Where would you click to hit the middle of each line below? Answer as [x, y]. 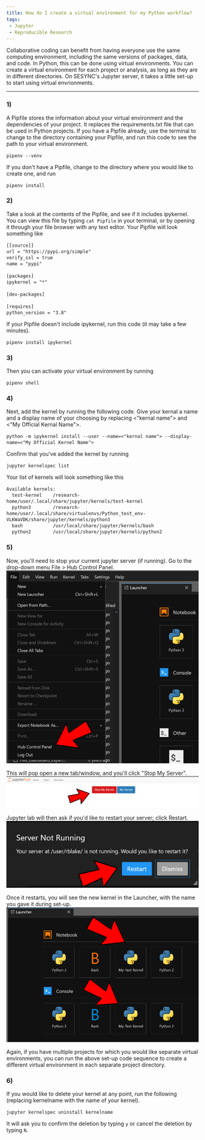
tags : [13, 19]
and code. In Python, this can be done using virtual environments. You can [100, 64]
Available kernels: [31, 489]
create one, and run [31, 174]
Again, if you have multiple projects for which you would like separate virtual [102, 1052]
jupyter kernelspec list [38, 466]
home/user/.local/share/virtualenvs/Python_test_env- [76, 514]
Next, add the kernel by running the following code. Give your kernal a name [102, 412]
